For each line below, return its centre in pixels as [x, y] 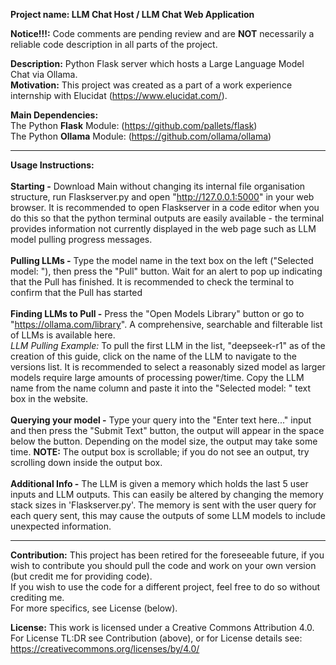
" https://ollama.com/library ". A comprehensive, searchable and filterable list [166, 324]
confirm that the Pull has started [76, 292]
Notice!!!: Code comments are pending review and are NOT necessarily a [162, 33]
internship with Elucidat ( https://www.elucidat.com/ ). [119, 95]
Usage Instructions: [52, 165]
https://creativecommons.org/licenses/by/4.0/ [105, 648]
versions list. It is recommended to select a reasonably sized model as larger [168, 367]
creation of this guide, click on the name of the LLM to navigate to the [153, 356]
